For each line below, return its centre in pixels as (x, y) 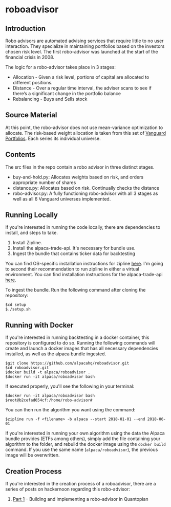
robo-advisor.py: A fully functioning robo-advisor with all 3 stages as (85, 193)
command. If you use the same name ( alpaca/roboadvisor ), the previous (82, 450)
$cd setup (16, 305)
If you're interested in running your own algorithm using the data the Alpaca (85, 433)
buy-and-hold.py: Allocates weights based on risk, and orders (78, 177)
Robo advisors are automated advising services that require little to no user (84, 41)
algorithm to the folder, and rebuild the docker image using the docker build (86, 444)
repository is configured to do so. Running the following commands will (80, 343)
